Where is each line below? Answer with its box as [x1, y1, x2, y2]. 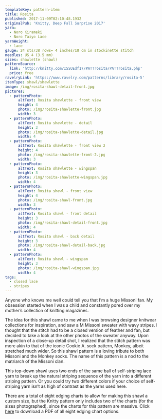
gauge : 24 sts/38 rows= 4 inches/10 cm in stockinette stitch [5, 48, 134, 53]
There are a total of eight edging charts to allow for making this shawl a [5, 393, 148, 399]
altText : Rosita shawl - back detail [18, 234, 95, 239]
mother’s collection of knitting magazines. [5, 308, 89, 313]
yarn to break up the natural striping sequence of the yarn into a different [5, 373, 152, 379]
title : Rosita [5, 12, 34, 17]
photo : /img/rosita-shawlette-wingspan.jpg [18, 175, 108, 180]
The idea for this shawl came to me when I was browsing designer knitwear [5, 317, 157, 322]
